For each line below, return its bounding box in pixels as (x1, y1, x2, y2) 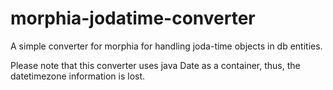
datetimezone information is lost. (10, 70, 146, 82)
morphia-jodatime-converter (10, 7, 256, 30)
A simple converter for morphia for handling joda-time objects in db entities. (10, 40, 323, 52)
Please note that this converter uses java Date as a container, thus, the (10, 59, 301, 71)
